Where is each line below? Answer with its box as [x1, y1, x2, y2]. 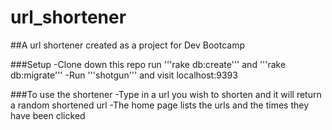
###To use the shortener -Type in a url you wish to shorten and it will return [10, 88, 322, 100]
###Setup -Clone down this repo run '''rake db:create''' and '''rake [10, 58, 287, 70]
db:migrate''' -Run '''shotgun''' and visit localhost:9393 [10, 69, 238, 81]
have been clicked [10, 109, 86, 121]
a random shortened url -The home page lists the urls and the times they [10, 99, 310, 111]
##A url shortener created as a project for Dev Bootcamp [10, 39, 245, 51]
